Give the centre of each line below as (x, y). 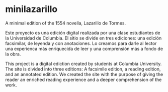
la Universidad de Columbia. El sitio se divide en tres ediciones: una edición (83, 38)
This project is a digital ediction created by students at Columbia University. (83, 63)
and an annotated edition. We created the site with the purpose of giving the (84, 74)
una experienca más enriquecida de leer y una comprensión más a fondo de (84, 48)
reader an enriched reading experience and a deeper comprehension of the (83, 79)
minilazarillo (31, 9)
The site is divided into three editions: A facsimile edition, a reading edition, (83, 69)
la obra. (13, 54)
